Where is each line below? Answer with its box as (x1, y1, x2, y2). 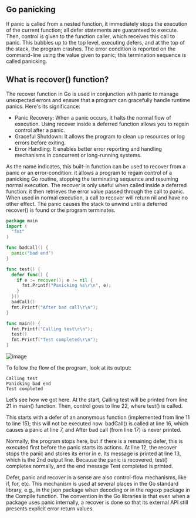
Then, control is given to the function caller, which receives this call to (6, 32, 175, 40)
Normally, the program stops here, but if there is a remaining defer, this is (6, 438, 183, 445)
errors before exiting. (14, 139, 66, 146)
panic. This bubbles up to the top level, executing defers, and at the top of (6, 39, 185, 46)
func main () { (6, 320, 41, 326)
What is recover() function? (6, 75, 109, 84)
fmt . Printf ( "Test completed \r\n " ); (11, 337, 99, 343)
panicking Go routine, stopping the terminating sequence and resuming (6, 175, 179, 182)
